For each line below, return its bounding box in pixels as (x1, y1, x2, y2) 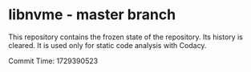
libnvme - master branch (8, 6, 176, 24)
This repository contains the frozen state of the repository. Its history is (8, 32, 243, 42)
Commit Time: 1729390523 (8, 56, 99, 66)
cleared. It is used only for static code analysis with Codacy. (8, 40, 207, 50)
